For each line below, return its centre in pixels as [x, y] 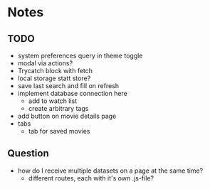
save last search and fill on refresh [68, 86]
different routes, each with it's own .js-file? [91, 178]
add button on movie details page [67, 116]
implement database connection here [73, 93]
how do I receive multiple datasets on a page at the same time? [110, 171]
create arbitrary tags [58, 108]
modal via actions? [45, 63]
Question [28, 153]
